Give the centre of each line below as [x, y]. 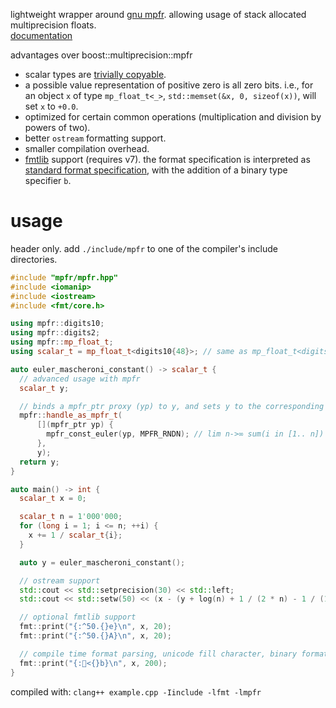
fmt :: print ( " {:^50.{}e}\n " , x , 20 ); [95, 627]
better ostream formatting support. [95, 138]
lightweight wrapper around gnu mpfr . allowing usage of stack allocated [158, 14]
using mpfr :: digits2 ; [55, 333]
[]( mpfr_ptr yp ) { [75, 425]
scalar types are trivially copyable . [95, 74]
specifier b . [48, 180]
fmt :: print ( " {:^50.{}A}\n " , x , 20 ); [95, 636]
